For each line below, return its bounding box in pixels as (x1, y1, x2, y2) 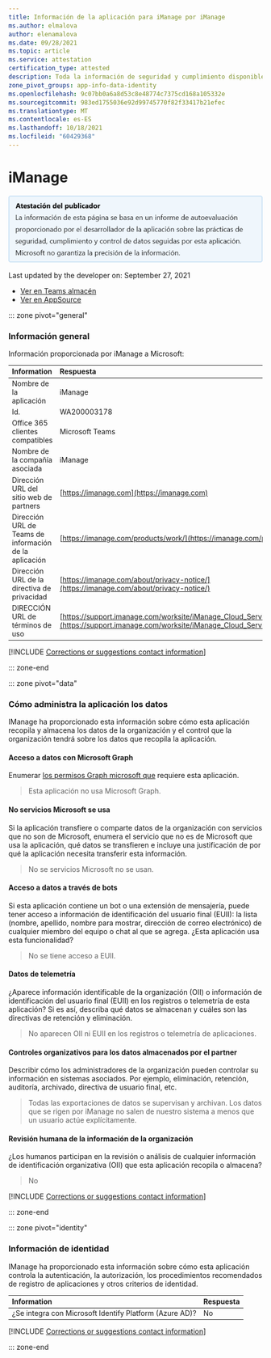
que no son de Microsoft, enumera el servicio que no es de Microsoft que (8, 831, 252, 841)
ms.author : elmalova (8, 21, 78, 30)
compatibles (11, 435, 53, 445)
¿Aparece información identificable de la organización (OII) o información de (8, 988, 262, 997)
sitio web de (11, 492, 52, 501)
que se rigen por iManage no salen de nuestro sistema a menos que (27, 1106, 255, 1116)
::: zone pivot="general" (8, 310, 88, 319)
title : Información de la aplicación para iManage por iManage (8, 13, 226, 21)
